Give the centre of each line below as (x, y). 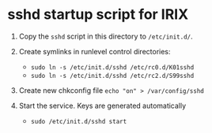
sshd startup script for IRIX (98, 15)
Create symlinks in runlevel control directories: (95, 51)
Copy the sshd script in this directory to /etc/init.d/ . (106, 36)
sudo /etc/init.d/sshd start (79, 121)
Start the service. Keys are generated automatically (102, 105)
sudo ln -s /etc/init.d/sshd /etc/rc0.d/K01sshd (112, 67)
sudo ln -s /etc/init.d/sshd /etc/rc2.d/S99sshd (112, 76)
